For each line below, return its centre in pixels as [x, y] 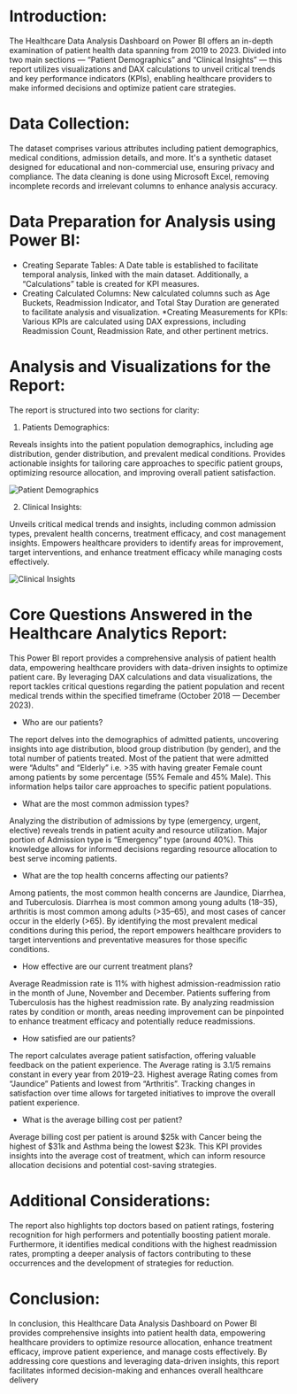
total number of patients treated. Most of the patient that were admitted [139, 758]
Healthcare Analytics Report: [118, 633]
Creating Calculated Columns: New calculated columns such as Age [146, 293]
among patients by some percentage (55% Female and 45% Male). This [140, 777]
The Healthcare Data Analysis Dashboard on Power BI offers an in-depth [141, 41]
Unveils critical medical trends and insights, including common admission [143, 523]
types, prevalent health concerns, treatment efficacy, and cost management [148, 533]
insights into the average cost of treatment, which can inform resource [137, 1155]
